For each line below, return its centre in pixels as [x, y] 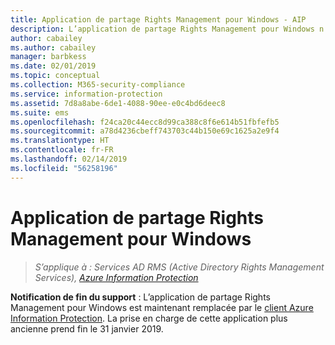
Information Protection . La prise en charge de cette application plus [149, 318]
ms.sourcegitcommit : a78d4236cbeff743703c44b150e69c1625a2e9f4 [145, 131]
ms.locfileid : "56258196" [64, 168]
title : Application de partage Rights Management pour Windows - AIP [158, 19]
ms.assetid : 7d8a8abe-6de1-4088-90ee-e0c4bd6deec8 [118, 103]
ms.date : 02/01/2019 [53, 66]
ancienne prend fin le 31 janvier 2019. [87, 328]
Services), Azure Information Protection [116, 277]
